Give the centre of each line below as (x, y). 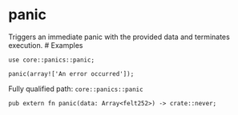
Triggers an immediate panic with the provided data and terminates (119, 37)
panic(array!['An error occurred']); (71, 73)
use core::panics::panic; (51, 60)
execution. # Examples (46, 45)
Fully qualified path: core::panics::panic (76, 89)
